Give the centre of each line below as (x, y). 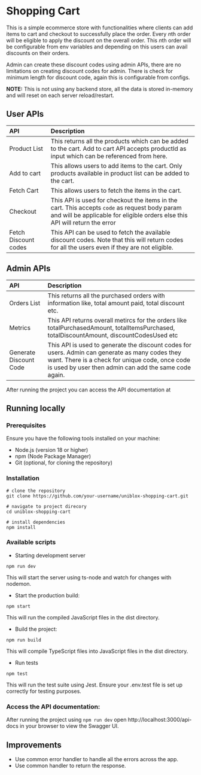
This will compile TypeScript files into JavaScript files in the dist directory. (97, 651)
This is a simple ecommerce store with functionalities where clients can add (100, 28)
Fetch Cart (24, 190)
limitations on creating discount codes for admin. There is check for (90, 71)
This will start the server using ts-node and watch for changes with (89, 577)
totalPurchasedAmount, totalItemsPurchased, (111, 327)
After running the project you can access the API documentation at (89, 390)
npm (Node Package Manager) (53, 457)
